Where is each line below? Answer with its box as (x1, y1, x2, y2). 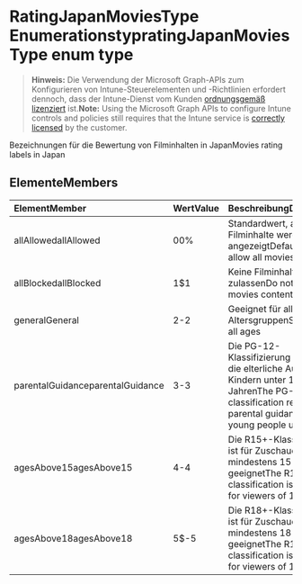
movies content (227, 288, 294, 301)
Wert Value (173, 202, 220, 214)
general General (13, 313, 79, 326)
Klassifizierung (227, 351, 291, 364)
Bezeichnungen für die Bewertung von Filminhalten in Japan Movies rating (9, 139, 283, 150)
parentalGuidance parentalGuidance (13, 379, 164, 391)
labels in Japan (9, 148, 66, 159)
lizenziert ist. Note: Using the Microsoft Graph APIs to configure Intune (31, 103, 292, 113)
